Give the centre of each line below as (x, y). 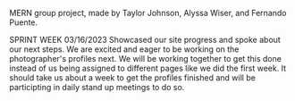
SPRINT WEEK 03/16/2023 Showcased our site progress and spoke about (145, 40)
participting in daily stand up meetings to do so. (97, 87)
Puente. (24, 22)
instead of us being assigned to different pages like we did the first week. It (148, 68)
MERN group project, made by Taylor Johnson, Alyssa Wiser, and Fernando (148, 13)
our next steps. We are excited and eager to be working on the (124, 49)
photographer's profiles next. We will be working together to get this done (145, 59)
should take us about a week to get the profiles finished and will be (133, 78)
